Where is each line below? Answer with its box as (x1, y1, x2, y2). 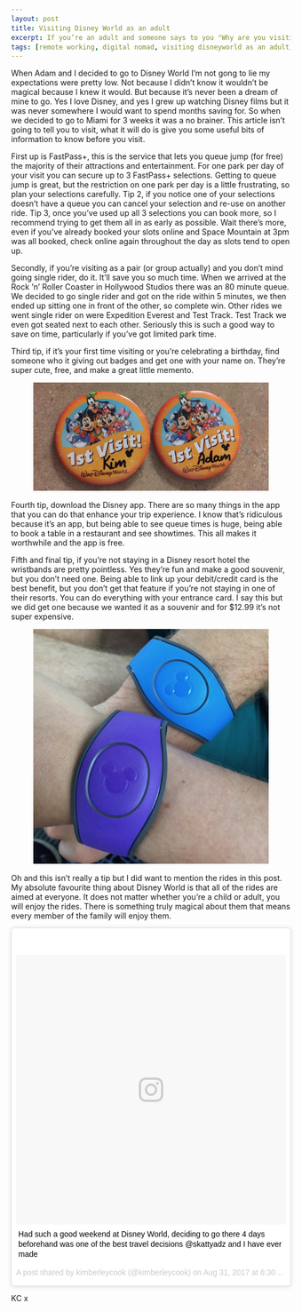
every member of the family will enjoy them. (11, 910, 172, 921)
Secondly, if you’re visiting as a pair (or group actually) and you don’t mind (11, 263, 283, 274)
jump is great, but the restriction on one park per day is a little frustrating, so (11, 179, 290, 190)
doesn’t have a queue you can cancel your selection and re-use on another (11, 198, 286, 209)
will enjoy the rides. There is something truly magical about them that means (11, 902, 290, 912)
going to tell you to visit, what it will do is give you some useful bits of (11, 124, 265, 135)
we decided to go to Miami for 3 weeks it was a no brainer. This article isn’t (11, 115, 286, 126)
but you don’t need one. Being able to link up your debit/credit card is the (11, 574, 279, 584)
